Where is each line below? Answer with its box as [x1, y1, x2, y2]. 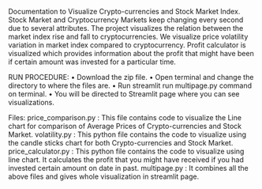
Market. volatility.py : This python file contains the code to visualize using [8, 130, 247, 139]
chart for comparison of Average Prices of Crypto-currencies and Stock [8, 122, 242, 130]
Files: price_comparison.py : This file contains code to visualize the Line [8, 113, 242, 122]
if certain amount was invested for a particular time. [8, 57, 176, 66]
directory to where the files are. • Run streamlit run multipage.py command [8, 81, 253, 90]
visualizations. [8, 98, 55, 107]
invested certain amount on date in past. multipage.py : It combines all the [8, 164, 249, 172]
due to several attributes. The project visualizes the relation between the [8, 24, 244, 32]
